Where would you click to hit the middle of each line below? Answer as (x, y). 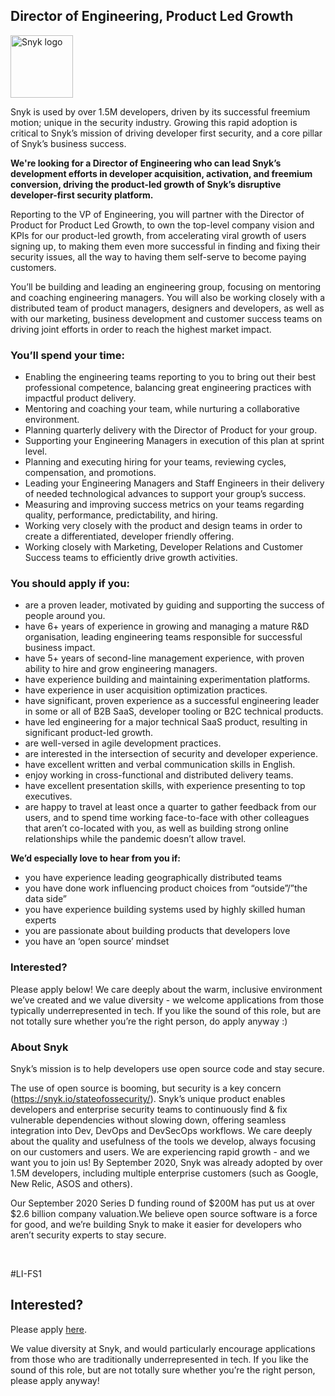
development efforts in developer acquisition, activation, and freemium (161, 173)
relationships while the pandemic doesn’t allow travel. (135, 839)
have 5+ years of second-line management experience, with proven (164, 658)
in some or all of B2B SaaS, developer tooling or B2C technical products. (174, 711)
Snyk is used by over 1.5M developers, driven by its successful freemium (160, 111)
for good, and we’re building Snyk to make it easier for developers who (156, 1224)
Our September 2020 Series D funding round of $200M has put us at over (163, 1203)
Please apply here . (48, 1329)
